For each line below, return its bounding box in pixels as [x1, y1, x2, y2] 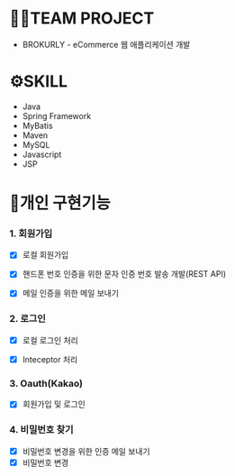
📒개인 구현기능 [9, 193, 111, 214]
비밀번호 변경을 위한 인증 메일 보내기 [22, 445, 150, 456]
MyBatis [22, 120, 53, 131]
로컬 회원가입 [22, 250, 69, 261]
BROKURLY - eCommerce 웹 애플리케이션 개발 [22, 39, 191, 50]
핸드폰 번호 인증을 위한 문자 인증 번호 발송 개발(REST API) [22, 269, 227, 279]
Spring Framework [22, 110, 92, 121]
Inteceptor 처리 [22, 353, 78, 364]
